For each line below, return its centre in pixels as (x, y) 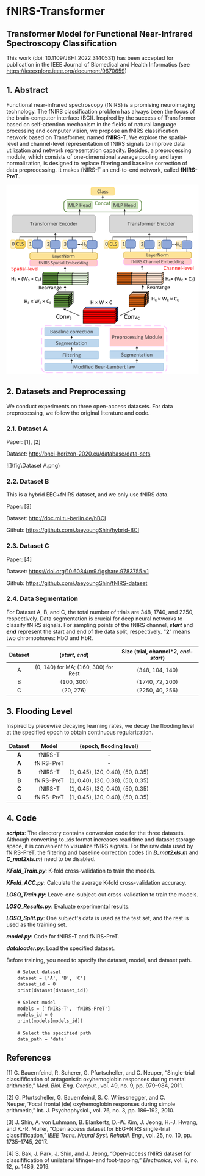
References (29, 1058)
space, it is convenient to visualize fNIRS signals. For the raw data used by (100, 846)
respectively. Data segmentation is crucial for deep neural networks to (95, 619)
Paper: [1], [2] (23, 441)
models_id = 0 (35, 1015)
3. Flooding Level (39, 711)
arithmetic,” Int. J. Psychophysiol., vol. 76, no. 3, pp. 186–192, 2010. (91, 1110)
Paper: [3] (19, 506)
